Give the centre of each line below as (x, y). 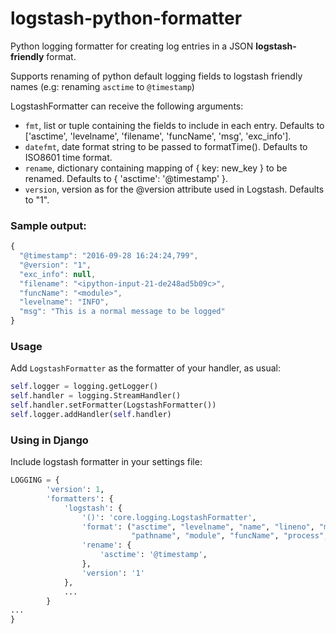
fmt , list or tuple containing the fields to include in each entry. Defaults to (174, 125)
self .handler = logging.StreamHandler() (96, 396)
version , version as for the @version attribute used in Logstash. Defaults (174, 189)
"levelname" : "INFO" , (64, 302)
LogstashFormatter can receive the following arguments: (127, 106)
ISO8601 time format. (68, 157)
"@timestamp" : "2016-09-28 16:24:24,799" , (109, 256)
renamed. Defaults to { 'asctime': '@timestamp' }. (126, 178)
